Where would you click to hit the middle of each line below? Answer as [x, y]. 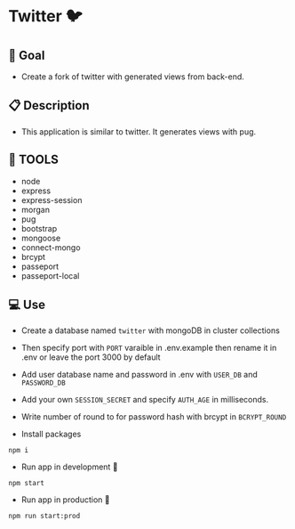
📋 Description [49, 106]
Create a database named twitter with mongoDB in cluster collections [151, 330]
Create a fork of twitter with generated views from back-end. [133, 77]
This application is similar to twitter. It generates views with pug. [139, 131]
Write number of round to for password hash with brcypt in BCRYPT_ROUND [154, 417]
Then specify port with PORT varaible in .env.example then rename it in [149, 348]
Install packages [51, 434]
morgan [36, 209]
